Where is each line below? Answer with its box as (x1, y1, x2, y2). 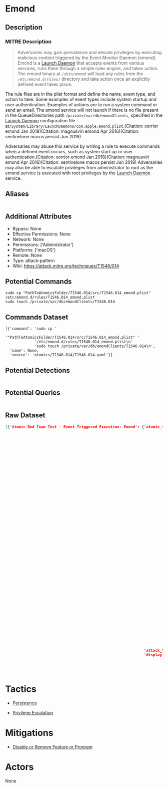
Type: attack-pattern (12, 257, 55, 264)
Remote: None (12, 252, 42, 258)
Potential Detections (5, 366, 70, 375)
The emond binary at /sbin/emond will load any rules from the (17, 71, 143, 77)
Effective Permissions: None (12, 231, 71, 237)
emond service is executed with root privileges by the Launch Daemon (5, 170, 151, 176)
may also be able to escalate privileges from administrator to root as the (5, 164, 153, 170)
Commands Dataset (5, 313, 68, 321)
